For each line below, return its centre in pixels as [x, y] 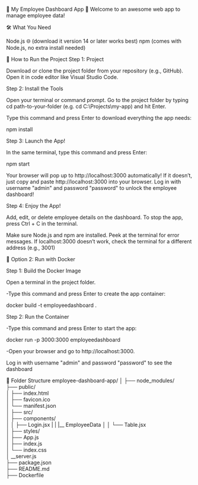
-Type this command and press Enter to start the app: [71, 328]
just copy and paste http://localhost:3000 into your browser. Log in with [94, 182]
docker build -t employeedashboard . [51, 305]
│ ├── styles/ [23, 431]
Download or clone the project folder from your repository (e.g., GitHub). [95, 71]
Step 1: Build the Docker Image [44, 271]
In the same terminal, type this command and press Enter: [77, 152]
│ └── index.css [26, 450]
